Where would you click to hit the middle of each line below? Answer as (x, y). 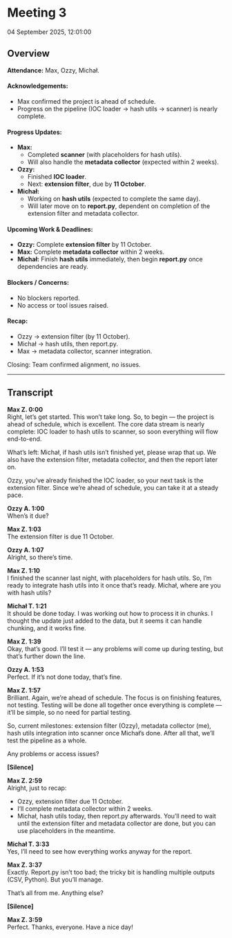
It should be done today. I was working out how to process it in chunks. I (110, 613)
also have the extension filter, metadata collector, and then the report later (113, 459)
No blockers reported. (49, 298)
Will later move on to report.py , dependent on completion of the (119, 206)
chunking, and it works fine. (47, 628)
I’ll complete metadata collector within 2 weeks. (85, 808)
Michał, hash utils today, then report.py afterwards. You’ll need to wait (116, 816)
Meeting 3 (37, 13)
